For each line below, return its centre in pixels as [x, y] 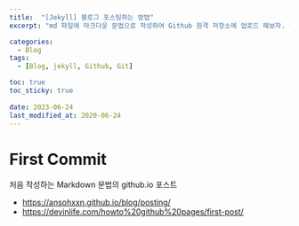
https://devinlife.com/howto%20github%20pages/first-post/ [133, 212]
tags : [19, 58]
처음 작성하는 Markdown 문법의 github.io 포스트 [93, 185]
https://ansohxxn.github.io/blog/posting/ [96, 203]
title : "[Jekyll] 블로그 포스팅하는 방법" [81, 17]
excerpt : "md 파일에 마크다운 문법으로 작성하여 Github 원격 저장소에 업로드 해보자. [147, 26]
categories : [31, 42]
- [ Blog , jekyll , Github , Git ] [75, 66]
